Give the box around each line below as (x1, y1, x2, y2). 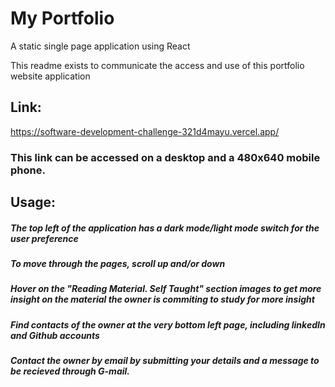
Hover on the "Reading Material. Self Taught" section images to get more (10, 283, 322, 295)
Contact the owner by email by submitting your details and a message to (10, 355, 320, 367)
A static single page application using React (10, 40, 191, 52)
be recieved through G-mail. (10, 365, 130, 377)
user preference (10, 232, 79, 244)
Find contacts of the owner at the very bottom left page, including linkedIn (10, 318, 326, 331)
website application (10, 70, 91, 82)
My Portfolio (10, 7, 115, 30)
